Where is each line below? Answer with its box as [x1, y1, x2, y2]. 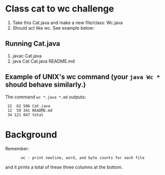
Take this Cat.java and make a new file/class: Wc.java [12, 20, 123, 26]
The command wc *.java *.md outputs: [5, 94, 86, 100]
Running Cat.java [5, 40, 60, 48]
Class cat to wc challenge [5, 3, 114, 15]
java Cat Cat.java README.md [12, 58, 75, 64]
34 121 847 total [7, 112, 44, 117]
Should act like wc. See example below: [12, 25, 95, 31]
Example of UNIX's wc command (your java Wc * [5, 73, 160, 81]
